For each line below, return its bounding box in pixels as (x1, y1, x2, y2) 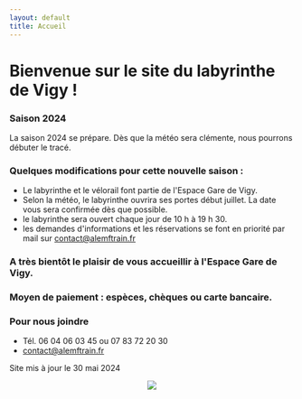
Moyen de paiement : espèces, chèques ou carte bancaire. (9, 291, 273, 303)
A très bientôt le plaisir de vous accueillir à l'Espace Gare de (9, 255, 278, 268)
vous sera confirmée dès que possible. (22, 204, 168, 215)
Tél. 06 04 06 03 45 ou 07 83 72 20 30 (22, 336, 169, 347)
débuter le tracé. (9, 142, 71, 153)
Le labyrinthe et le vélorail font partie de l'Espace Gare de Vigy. (22, 185, 258, 196)
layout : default (9, 13, 71, 23)
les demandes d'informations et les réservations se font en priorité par (22, 223, 286, 235)
